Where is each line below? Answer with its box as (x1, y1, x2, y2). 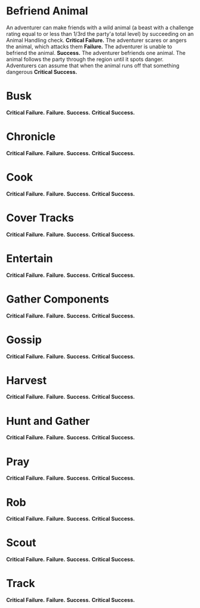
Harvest (6, 374, 47, 387)
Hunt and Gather (6, 414, 90, 428)
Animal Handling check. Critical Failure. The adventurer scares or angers (6, 36, 187, 44)
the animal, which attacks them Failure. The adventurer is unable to (6, 43, 173, 50)
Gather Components (6, 292, 109, 305)
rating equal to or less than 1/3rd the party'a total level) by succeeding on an (6, 30, 194, 37)
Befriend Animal (6, 4, 88, 18)
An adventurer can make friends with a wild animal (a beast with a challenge (6, 24, 194, 31)
